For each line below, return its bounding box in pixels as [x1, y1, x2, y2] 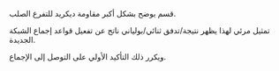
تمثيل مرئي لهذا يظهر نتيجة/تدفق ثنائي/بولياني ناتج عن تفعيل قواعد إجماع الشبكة [9, 25, 271, 35]
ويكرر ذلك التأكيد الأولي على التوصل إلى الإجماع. [9, 52, 167, 61]
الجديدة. [9, 35, 36, 45]
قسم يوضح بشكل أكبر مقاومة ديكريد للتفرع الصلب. [9, 9, 177, 18]
